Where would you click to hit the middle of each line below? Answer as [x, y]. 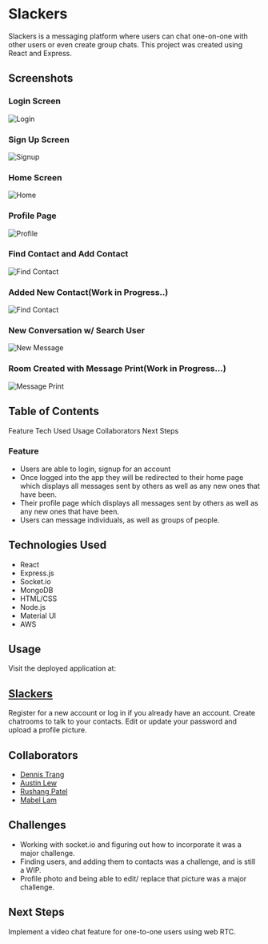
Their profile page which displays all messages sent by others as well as [139, 502]
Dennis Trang [42, 775]
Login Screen [35, 101]
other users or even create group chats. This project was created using [125, 44]
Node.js [33, 607]
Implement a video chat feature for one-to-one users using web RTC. [122, 931]
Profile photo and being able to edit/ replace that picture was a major [133, 878]
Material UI [38, 615]
